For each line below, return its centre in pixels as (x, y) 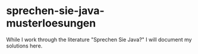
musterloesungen (51, 23)
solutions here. (24, 46)
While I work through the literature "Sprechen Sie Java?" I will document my (99, 39)
